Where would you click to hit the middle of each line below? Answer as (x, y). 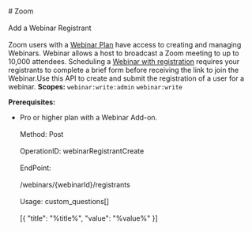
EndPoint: (35, 168)
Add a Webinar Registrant (50, 28)
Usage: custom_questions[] (64, 201)
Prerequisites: (32, 102)
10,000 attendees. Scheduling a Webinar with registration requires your (124, 61)
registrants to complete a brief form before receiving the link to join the (124, 70)
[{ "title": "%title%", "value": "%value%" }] (88, 218)
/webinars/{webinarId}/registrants (75, 185)
